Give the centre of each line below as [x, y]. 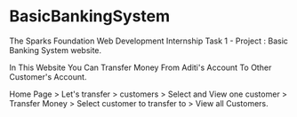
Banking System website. [56, 50]
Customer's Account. [48, 76]
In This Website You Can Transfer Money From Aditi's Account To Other [140, 67]
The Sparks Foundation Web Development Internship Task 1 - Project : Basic [149, 41]
